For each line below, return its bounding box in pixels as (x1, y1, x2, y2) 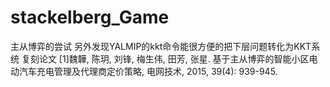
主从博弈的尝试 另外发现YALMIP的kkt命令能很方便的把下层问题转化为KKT (10, 40, 312, 52)
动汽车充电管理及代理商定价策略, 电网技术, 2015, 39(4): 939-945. (10, 65, 278, 77)
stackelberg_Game (10, 6, 170, 29)
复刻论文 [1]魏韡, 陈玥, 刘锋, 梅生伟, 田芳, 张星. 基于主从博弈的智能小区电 (21, 52, 318, 65)
